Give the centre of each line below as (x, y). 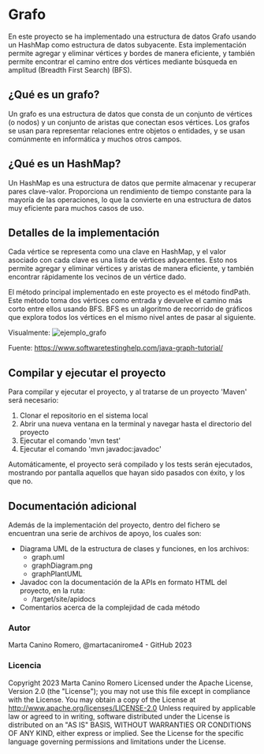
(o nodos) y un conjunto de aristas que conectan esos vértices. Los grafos (129, 122)
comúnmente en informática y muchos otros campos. (95, 139)
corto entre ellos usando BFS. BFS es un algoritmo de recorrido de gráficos (130, 309)
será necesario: (33, 400)
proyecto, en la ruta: (52, 591)
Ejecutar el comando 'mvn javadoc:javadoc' (90, 449)
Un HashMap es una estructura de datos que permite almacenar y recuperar (132, 182)
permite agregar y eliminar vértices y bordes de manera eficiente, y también (132, 53)
